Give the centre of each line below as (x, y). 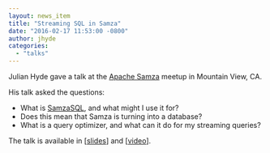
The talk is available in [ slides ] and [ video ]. (80, 141)
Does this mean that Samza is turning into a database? (111, 117)
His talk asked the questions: (57, 92)
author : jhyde (32, 38)
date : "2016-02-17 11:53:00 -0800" (69, 31)
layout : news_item (39, 16)
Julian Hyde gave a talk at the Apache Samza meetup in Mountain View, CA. (135, 76)
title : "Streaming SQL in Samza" (65, 23)
